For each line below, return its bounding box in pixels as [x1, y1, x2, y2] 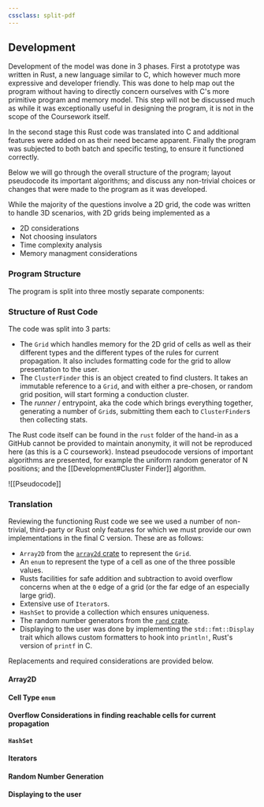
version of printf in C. [19, 641, 93, 651]
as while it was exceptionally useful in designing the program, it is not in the [8, 103, 254, 113]
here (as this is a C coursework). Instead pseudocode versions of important [8, 447, 254, 456]
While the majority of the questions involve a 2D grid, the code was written [8, 200, 251, 209]
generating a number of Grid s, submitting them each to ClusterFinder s [19, 407, 251, 416]
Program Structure [8, 268, 81, 280]
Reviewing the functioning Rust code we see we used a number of [8, 516, 224, 526]
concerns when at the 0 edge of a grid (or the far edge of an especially [19, 582, 250, 592]
